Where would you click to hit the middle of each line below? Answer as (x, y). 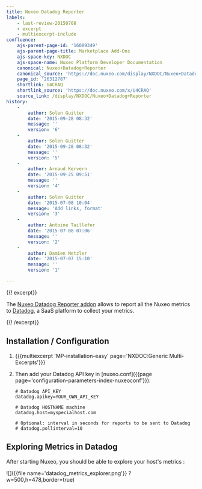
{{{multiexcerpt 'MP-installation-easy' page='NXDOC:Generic (91, 356)
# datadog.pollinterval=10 (49, 428)
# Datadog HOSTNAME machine (50, 407)
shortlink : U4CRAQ (40, 85)
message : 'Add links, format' (66, 208)
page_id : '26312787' (43, 79)
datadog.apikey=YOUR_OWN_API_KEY (57, 397)
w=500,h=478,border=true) (41, 479)
